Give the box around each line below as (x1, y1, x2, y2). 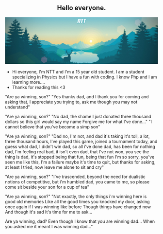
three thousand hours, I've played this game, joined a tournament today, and (5, 138, 158, 144)
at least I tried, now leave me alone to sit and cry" (5, 164, 104, 170)
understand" (5, 104, 30, 110)
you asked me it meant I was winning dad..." (5, 223, 93, 229)
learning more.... (12, 79, 45, 85)
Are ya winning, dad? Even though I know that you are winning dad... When (5, 218, 155, 224)
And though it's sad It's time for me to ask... (5, 209, 92, 215)
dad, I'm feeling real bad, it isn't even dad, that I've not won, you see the (5, 148, 149, 155)
